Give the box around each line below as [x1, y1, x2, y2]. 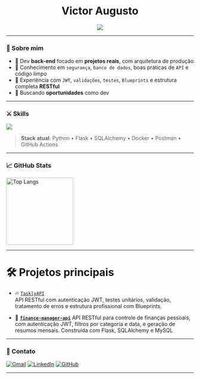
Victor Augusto [61, 4, 139, 18]
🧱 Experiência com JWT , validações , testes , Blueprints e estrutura [14, 76, 177, 84]
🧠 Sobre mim [6, 44, 43, 52]
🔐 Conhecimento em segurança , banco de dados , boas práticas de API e [14, 64, 189, 71]
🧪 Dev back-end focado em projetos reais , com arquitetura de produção [14, 58, 194, 65]
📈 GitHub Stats [6, 161, 52, 170]
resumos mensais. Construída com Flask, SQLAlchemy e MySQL [14, 327, 173, 334]
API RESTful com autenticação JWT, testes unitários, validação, [14, 296, 171, 303]
